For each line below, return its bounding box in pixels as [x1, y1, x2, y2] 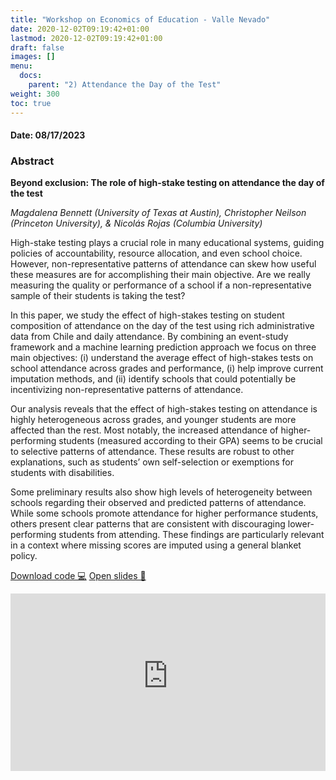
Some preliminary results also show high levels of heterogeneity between [10, 486, 313, 498]
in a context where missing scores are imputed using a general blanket [10, 539, 302, 551]
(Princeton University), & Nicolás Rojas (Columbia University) [10, 217, 263, 230]
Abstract [10, 154, 55, 168]
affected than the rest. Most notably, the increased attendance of [10, 424, 279, 436]
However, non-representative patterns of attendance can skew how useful [10, 258, 317, 270]
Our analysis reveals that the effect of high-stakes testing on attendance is [10, 403, 318, 415]
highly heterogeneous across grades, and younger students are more [10, 414, 297, 426]
